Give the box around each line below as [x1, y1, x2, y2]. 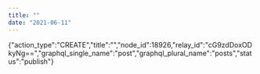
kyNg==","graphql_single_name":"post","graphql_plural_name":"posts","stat [8, 48, 252, 58]
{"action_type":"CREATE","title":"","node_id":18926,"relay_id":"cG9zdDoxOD [8, 40, 253, 49]
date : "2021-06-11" [8, 19, 72, 26]
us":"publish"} [8, 56, 55, 66]
